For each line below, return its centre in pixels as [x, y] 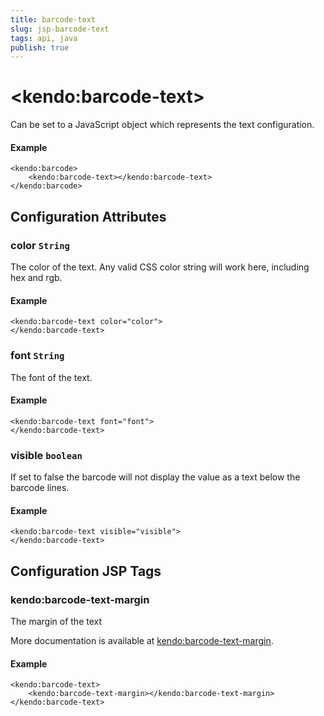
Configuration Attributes [88, 216]
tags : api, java [44, 38]
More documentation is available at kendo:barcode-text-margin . [142, 640]
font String [37, 356]
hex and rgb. [36, 278]
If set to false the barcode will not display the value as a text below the [155, 477]
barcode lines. [40, 488]
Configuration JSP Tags [86, 571]
